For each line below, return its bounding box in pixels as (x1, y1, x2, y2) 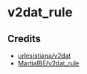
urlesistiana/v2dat (17, 51, 71, 60)
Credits (7, 33, 41, 45)
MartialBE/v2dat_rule (17, 59, 80, 68)
